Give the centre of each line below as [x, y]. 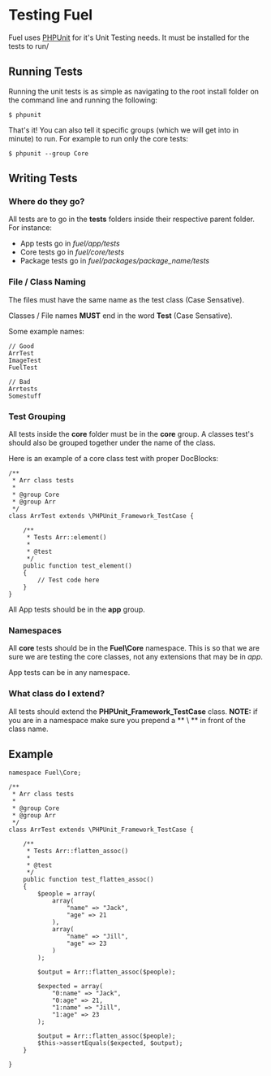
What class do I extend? [57, 694]
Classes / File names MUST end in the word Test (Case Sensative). [120, 316]
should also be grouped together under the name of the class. [112, 443]
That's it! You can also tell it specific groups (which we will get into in [124, 130]
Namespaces [35, 630]
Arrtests [23, 389]
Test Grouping [37, 416]
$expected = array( [71, 987]
